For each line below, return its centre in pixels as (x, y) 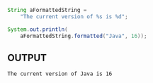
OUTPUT (27, 57)
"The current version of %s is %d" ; (74, 17)
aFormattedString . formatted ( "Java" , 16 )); (84, 36)
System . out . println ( (38, 29)
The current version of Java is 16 (60, 74)
